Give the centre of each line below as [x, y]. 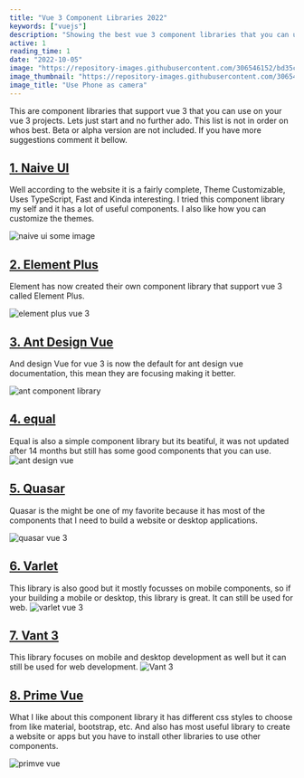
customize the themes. [52, 219]
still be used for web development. [74, 667]
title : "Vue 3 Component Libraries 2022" [89, 18]
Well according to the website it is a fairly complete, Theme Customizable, [147, 190]
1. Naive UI [39, 168]
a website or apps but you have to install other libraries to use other [135, 736]
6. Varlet [34, 566]
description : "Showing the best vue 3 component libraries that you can [149, 34]
